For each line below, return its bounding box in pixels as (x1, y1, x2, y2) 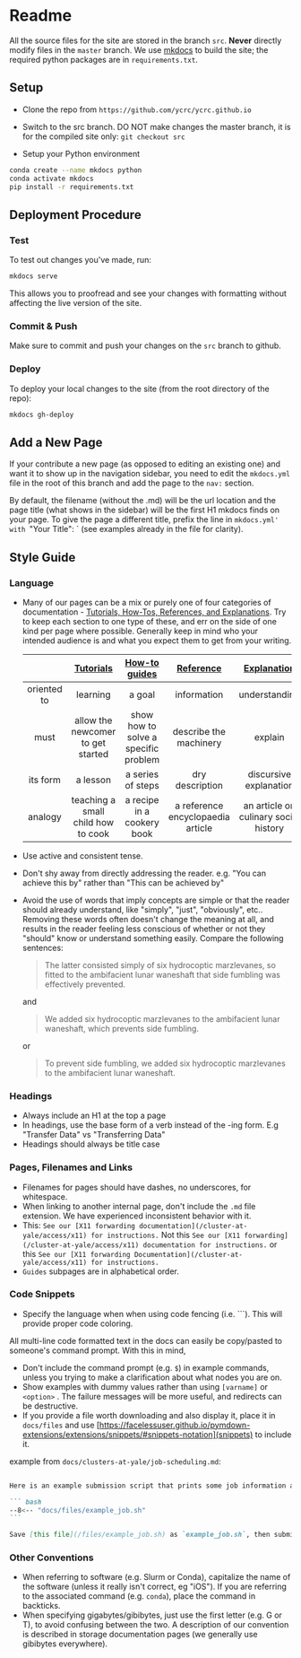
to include (254, 1428, 292, 1440)
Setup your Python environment (21, 148, 141, 159)
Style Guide (9, 549, 76, 565)
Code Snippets (9, 1288, 75, 1301)
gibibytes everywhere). (21, 1638, 108, 1649)
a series (125, 768, 159, 781)
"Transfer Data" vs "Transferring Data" (21, 1130, 166, 1140)
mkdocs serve (9, 272, 58, 281)
